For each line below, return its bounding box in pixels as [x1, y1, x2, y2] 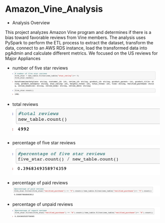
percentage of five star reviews [12, 140, 76, 146]
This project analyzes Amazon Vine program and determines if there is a [5, 29, 151, 35]
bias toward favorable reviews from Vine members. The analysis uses [5, 34, 146, 40]
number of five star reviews [12, 65, 68, 71]
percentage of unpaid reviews [12, 201, 73, 207]
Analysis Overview [12, 20, 50, 26]
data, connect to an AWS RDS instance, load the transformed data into [5, 45, 147, 51]
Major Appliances [5, 55, 41, 61]
